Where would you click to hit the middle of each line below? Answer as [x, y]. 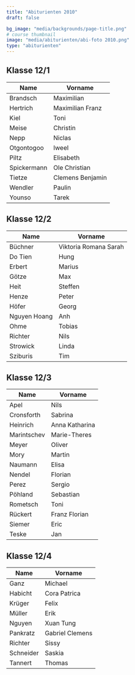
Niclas [62, 138]
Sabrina [62, 415]
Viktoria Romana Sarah [91, 246]
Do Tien [21, 256]
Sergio [60, 485]
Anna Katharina [73, 425]
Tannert [20, 663]
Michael [56, 583]
